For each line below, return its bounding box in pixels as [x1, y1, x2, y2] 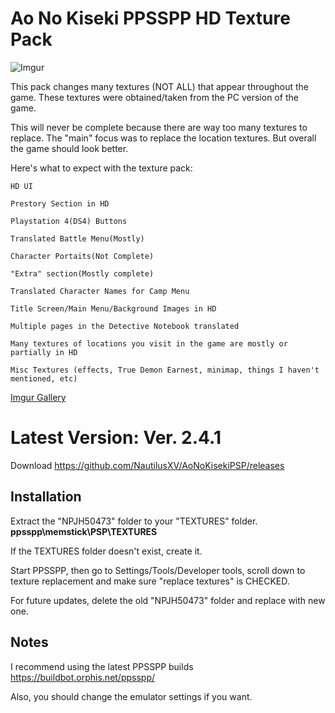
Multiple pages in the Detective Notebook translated [10, 321, 240, 331]
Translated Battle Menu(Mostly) [10, 233, 145, 244]
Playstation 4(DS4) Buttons [10, 216, 128, 226]
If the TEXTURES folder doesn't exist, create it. [10, 545, 203, 557]
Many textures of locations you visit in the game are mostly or [10, 338, 288, 349]
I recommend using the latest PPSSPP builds [10, 660, 194, 672]
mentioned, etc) [10, 373, 78, 384]
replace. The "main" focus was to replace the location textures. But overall [10, 132, 317, 144]
